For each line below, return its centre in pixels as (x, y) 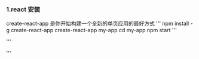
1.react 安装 (23, 9)
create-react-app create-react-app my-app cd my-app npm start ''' (94, 30)
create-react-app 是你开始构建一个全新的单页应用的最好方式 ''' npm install (98, 24)
